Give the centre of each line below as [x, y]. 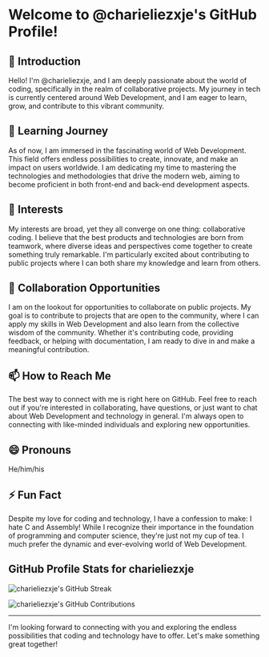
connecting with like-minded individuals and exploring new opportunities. [129, 425]
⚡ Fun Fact [35, 495]
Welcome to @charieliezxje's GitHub [133, 15]
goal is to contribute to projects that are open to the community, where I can [134, 316]
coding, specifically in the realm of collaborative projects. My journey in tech [134, 89]
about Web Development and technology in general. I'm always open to [126, 416]
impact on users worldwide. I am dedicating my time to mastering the [122, 167]
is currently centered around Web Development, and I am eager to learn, [128, 97]
